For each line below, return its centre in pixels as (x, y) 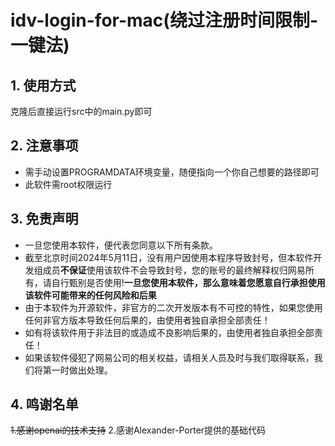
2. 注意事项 (44, 146)
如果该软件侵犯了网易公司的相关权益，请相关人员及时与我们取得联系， (169, 357)
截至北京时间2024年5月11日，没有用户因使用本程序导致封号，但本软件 (169, 257)
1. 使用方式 (43, 85)
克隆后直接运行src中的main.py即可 (81, 111)
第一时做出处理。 (77, 370)
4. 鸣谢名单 (44, 404)
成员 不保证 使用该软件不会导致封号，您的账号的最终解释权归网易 (174, 270)
